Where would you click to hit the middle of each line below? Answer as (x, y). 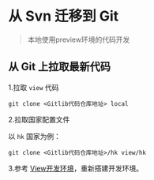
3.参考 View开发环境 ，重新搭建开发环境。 (76, 168)
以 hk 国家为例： (35, 136)
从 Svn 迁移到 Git (64, 16)
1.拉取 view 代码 (34, 87)
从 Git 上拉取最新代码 (60, 67)
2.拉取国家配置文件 (39, 119)
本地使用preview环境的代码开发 (79, 39)
